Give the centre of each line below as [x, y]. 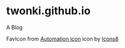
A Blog [14, 27]
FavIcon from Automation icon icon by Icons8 [62, 39]
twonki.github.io [49, 11]
